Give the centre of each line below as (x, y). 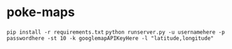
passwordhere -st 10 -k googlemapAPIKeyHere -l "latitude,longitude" (110, 38)
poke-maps (41, 12)
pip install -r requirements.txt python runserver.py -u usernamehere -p (116, 32)
